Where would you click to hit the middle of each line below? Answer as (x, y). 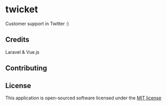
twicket (22, 9)
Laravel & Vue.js (22, 52)
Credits (17, 40)
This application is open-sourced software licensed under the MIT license (83, 98)
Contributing (26, 68)
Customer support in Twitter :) (37, 24)
